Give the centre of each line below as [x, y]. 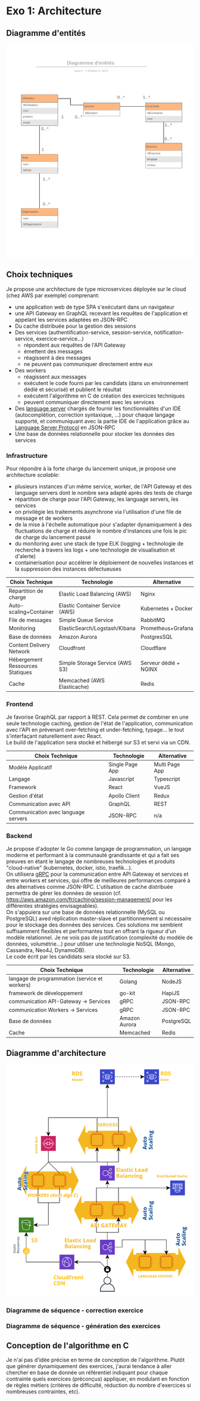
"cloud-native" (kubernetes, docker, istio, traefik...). [69, 868]
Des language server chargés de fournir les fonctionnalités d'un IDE [98, 408]
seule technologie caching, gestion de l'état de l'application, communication [100, 723]
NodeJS [172, 982]
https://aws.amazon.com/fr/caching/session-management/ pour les [89, 899]
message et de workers [44, 518]
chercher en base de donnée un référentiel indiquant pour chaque [87, 1373]
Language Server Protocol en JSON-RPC [65, 427]
